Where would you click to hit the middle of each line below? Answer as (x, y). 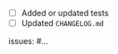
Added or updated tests (65, 13)
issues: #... (28, 41)
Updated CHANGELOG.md (63, 23)
